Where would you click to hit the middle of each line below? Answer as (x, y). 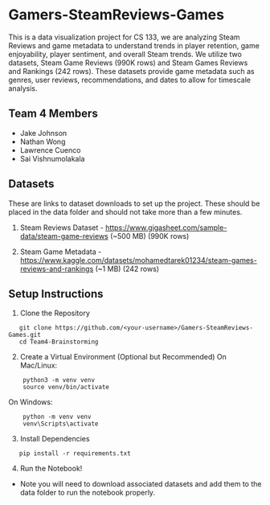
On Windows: (31, 402)
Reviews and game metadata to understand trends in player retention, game (134, 45)
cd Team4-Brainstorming (59, 342)
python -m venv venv (57, 417)
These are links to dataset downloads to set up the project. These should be (134, 203)
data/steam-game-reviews (64, 236)
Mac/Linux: (39, 365)
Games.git (25, 335)
